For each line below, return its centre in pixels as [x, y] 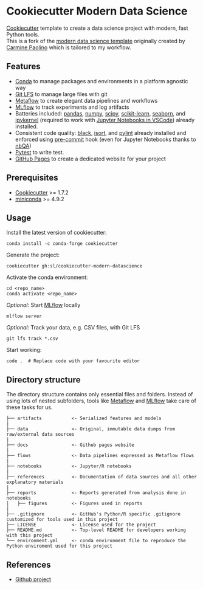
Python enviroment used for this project [60, 546]
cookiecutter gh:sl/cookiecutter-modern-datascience [74, 266]
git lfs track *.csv [33, 339]
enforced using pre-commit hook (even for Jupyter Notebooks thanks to [105, 139]
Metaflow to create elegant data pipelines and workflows [86, 100]
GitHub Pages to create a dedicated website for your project [90, 159]
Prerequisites [32, 178]
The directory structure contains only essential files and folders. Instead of [100, 394]
